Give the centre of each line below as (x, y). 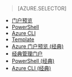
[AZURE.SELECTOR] (42, 8)
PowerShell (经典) (33, 61)
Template (23, 39)
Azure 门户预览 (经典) (37, 46)
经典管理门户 (27, 54)
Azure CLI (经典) (31, 68)
